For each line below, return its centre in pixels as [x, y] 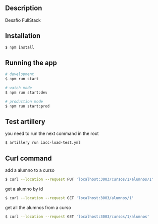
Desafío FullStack [23, 20]
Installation [23, 36]
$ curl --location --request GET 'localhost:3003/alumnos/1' [70, 198]
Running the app [31, 62]
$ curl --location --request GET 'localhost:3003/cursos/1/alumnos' [77, 217]
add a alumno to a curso [30, 170]
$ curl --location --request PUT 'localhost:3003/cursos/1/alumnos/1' [79, 179]
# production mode [24, 102]
